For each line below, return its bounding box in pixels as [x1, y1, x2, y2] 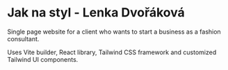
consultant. [7, 34, 40, 43]
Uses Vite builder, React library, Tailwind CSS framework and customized [7, 48, 217, 56]
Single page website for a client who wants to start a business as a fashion [7, 27, 221, 36]
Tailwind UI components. [7, 55, 79, 63]
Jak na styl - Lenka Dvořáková [7, 5, 186, 21]
